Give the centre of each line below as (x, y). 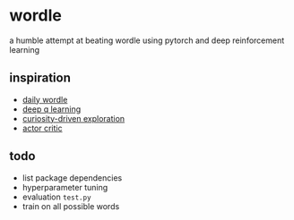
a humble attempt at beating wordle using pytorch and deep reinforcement (147, 40)
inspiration (40, 78)
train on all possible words (71, 206)
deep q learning (52, 109)
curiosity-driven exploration (73, 118)
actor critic (42, 128)
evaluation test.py (56, 197)
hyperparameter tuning (65, 187)
